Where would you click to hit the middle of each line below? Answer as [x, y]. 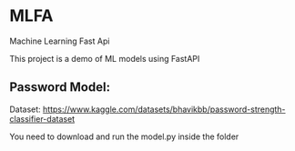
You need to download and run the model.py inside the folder [124, 136]
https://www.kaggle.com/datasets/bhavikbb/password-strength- [164, 109]
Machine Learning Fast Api [60, 41]
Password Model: [60, 87]
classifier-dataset [42, 118]
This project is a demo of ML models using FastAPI [105, 58]
